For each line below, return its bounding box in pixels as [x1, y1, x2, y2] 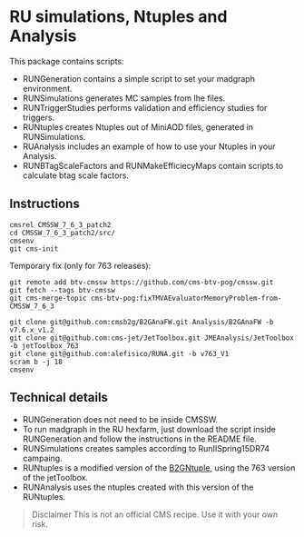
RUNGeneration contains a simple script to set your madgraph [22, 73, 256, 84]
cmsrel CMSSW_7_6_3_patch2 [9, 220, 112, 229]
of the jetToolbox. [22, 472, 89, 482]
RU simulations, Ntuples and [9, 6, 228, 27]
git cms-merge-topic [9, 293, 88, 303]
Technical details [9, 390, 109, 405]
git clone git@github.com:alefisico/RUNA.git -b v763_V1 [9, 349, 230, 358]
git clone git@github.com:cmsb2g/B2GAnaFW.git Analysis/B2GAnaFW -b [9, 317, 274, 326]
